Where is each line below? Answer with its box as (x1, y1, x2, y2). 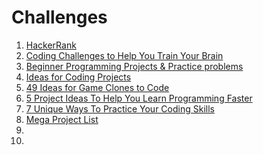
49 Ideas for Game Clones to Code (25, 81, 170, 93)
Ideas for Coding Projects (25, 71, 132, 83)
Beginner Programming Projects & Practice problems (25, 60, 244, 72)
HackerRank (25, 39, 77, 51)
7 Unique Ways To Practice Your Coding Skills (25, 102, 215, 115)
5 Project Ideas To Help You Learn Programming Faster (25, 92, 253, 104)
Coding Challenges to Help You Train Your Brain (25, 49, 224, 61)
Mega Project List (25, 113, 99, 125)
